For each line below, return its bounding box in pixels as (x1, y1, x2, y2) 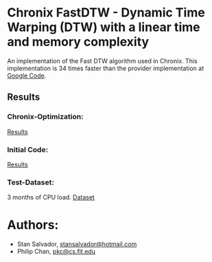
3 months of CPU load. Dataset (7, 193, 95, 201)
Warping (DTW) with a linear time (7, 19, 200, 35)
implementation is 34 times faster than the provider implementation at (7, 64, 204, 72)
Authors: (7, 217, 59, 233)
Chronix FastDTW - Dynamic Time (7, 5, 206, 21)
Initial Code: (7, 144, 49, 154)
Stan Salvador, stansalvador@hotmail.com (16, 240, 137, 248)
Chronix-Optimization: (7, 112, 84, 122)
